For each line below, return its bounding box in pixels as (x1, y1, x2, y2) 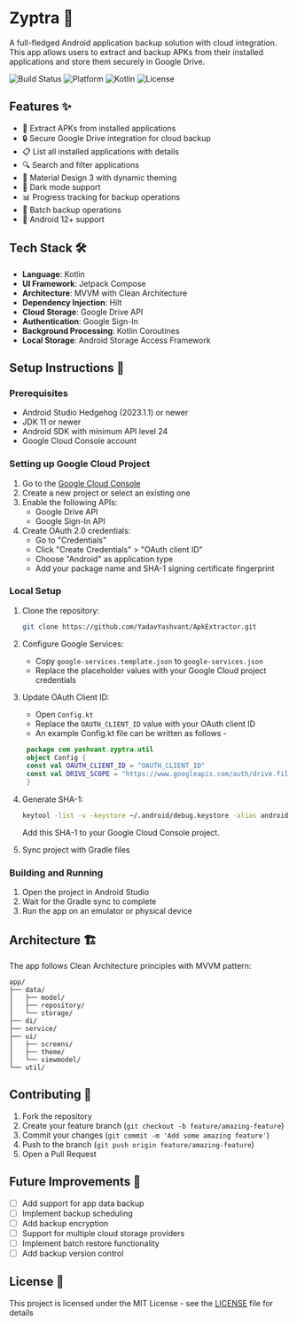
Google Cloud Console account (21, 435, 137, 447)
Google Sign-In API (35, 515, 106, 527)
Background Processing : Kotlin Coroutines (21, 325, 180, 336)
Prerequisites (9, 386, 68, 399)
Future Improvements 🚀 (9, 1174, 142, 1189)
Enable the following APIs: (21, 496, 118, 507)
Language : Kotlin (21, 268, 86, 279)
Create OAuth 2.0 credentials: (21, 525, 131, 536)
